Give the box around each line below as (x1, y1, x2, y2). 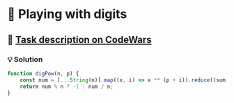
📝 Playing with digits (7, 6, 127, 22)
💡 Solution (7, 55, 43, 64)
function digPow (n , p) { (7, 70, 79, 77)
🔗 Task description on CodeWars (7, 34, 152, 46)
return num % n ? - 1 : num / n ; (19, 83, 114, 90)
